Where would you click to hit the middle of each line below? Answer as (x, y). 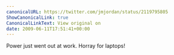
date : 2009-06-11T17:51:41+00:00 (48, 29)
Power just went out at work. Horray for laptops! (66, 46)
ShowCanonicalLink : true (37, 18)
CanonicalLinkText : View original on (54, 23)
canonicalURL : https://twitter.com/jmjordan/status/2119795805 (87, 12)
